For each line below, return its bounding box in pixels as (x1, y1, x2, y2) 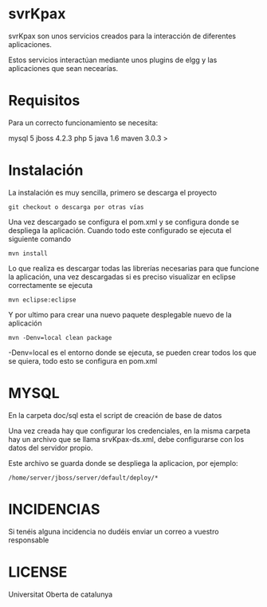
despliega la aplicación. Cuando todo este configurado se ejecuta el (8, 225, 232, 235)
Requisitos (8, 92, 80, 110)
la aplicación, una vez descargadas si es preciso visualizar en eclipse (8, 272, 237, 282)
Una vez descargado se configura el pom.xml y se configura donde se (8, 217, 239, 227)
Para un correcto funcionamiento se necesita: (8, 117, 159, 128)
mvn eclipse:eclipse (8, 296, 77, 304)
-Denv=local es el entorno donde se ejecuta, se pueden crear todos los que (8, 348, 257, 357)
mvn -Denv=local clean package (8, 333, 112, 341)
